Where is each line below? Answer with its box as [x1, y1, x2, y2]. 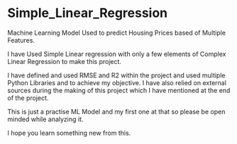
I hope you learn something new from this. [7, 128, 131, 137]
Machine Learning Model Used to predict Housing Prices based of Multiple [7, 28, 226, 37]
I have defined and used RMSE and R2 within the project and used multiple [7, 71, 226, 79]
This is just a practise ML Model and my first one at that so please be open [7, 107, 226, 116]
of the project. [7, 94, 49, 102]
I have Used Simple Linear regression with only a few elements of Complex [7, 50, 226, 58]
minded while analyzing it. [7, 115, 84, 123]
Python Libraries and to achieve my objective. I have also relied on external [7, 78, 227, 87]
